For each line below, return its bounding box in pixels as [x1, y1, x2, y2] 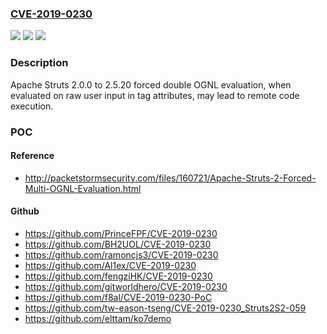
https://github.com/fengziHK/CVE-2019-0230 [24, 270, 213, 282]
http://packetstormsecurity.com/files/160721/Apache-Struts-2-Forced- [24, 172, 317, 184]
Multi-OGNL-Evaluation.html [24, 182, 142, 194]
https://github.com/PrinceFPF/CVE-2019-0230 [24, 227, 218, 239]
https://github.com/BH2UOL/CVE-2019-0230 [24, 238, 212, 250]
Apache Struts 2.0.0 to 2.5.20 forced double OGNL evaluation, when [10, 78, 292, 91]
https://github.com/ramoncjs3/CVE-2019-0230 [24, 248, 219, 261]
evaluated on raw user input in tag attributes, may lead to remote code [10, 89, 300, 101]
